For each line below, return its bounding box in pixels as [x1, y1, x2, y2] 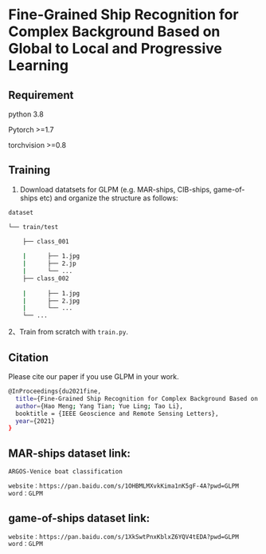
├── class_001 [22, 237, 69, 245]
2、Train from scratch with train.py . [8, 327, 129, 337]
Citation [8, 350, 49, 364]
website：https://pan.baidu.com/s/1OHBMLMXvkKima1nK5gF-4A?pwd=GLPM [8, 481, 239, 490]
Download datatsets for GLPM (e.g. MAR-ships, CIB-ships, [19, 184, 213, 194]
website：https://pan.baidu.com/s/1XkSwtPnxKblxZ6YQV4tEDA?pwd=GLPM [8, 532, 239, 540]
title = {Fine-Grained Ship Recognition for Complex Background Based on [15, 394, 259, 402]
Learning [8, 57, 69, 75]
